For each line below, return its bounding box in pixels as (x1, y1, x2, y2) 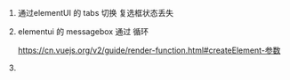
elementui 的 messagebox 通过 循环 (17, 26, 149, 37)
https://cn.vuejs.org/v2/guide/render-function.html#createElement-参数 (17, 45, 281, 55)
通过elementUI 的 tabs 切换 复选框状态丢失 (17, 8, 174, 18)
